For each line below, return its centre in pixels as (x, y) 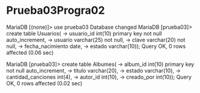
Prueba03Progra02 (56, 10)
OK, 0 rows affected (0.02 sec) (44, 83)
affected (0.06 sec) (30, 52)
